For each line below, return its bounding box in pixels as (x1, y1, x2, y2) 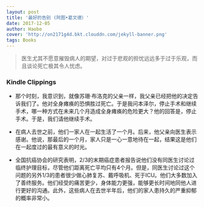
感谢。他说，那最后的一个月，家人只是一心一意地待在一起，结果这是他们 (15, 136, 197, 143)
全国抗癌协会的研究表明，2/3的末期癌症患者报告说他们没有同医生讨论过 (15, 156, 195, 164)
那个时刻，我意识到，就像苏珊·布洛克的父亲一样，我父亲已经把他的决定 (15, 93, 193, 100)
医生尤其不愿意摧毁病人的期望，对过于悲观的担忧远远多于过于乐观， (21, 55, 192, 61)
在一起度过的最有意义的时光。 (15, 144, 90, 151)
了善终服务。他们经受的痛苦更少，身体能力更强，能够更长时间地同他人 (15, 179, 192, 186)
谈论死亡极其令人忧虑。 (26, 62, 86, 69)
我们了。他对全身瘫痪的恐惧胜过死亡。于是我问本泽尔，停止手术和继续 (20, 100, 197, 107)
